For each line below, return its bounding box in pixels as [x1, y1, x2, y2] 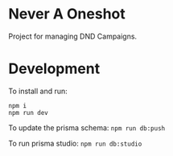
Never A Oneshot [8, 5, 126, 23]
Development [8, 60, 101, 78]
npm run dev [8, 109, 48, 117]
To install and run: [8, 86, 68, 96]
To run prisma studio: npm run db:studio [8, 138, 142, 148]
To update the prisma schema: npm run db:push [8, 122, 166, 133]
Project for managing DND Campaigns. [8, 31, 138, 41]
